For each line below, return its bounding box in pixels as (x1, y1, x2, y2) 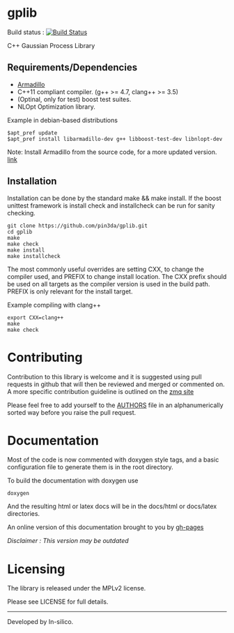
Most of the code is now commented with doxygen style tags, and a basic (7, 455, 219, 464)
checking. (7, 208, 36, 217)
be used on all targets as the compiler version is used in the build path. (7, 280, 210, 288)
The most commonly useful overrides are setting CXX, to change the (7, 265, 204, 273)
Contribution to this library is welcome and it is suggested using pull (7, 372, 202, 381)
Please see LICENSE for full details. (7, 597, 109, 606)
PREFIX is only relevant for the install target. (7, 287, 133, 296)
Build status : (7, 28, 45, 36)
